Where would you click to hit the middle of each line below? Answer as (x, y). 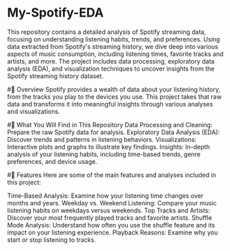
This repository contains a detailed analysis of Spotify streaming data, (107, 32)
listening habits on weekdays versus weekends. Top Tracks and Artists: (109, 210)
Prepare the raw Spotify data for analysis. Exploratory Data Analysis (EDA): (114, 132)
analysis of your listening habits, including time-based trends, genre (104, 154)
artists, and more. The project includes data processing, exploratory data (111, 61)
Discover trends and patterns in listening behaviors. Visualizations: (102, 139)
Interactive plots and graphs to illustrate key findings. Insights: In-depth (109, 147)
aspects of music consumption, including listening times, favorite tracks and (115, 54)
